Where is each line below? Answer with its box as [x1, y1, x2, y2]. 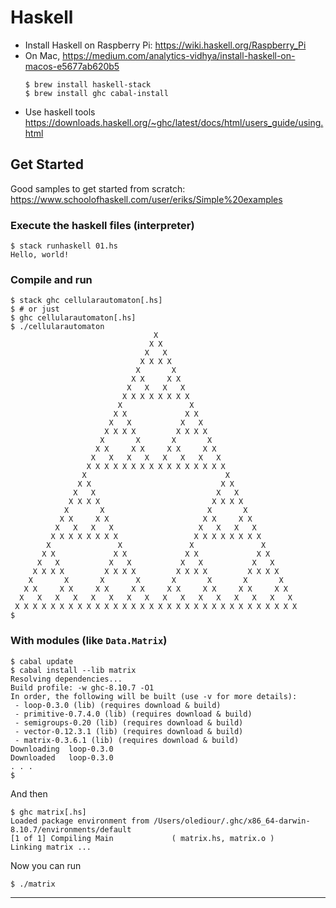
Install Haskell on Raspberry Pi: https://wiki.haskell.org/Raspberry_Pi [24, 39, 307, 51]
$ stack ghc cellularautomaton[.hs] [10, 296, 163, 306]
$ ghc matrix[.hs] [10, 807, 87, 817]
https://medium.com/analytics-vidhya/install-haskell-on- [62, 49, 296, 61]
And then [10, 787, 48, 800]
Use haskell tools [24, 106, 96, 118]
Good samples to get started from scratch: [10, 182, 186, 195]
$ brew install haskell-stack [24, 79, 152, 90]
